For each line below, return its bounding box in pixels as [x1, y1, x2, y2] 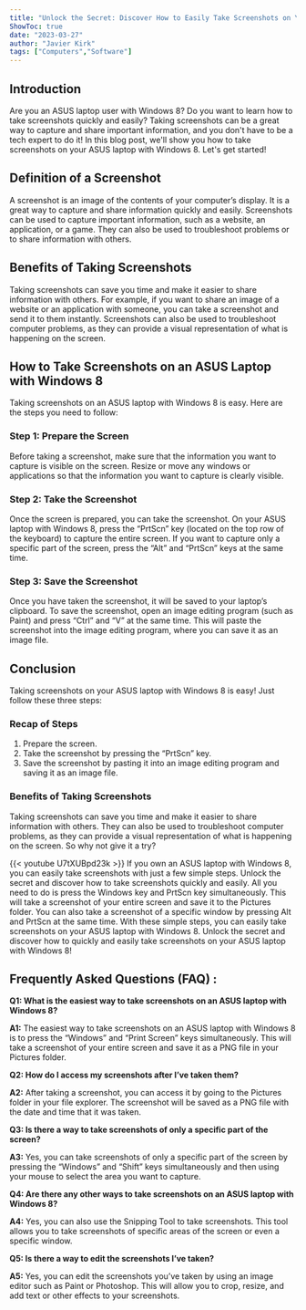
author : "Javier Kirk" [9, 38, 96, 48]
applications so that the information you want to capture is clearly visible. [9, 470, 284, 481]
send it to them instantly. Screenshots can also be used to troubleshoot [9, 313, 277, 324]
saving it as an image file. [22, 767, 118, 778]
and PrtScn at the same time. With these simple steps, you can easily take [9, 916, 287, 927]
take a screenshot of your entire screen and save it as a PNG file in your [9, 1042, 280, 1054]
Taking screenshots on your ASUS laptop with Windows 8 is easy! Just [9, 685, 275, 696]
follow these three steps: [9, 695, 103, 706]
